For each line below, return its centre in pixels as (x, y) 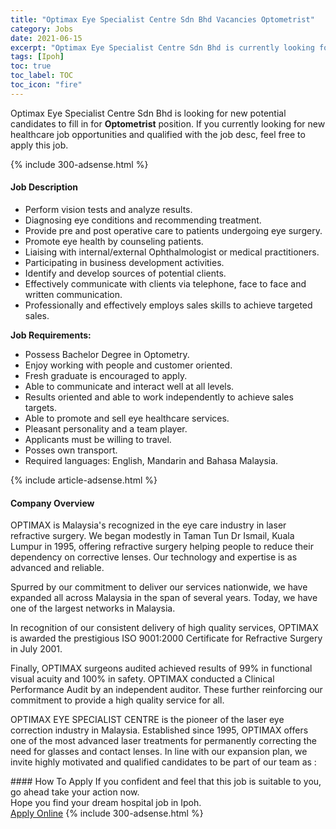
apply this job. (39, 145)
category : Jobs (42, 29)
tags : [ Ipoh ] (37, 57)
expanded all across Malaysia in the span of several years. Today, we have (164, 598)
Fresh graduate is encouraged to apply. (106, 375)
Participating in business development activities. (124, 262)
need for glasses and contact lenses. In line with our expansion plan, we (159, 752)
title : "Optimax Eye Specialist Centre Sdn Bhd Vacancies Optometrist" (162, 19)
